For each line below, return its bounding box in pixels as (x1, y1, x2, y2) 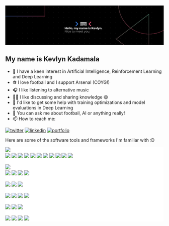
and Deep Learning (12, 73, 53, 79)
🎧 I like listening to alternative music (12, 86, 89, 93)
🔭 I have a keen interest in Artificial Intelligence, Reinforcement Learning (12, 68, 162, 74)
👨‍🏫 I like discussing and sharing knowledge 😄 (12, 94, 109, 100)
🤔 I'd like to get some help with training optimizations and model (12, 99, 145, 105)
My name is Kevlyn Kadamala (5, 55, 100, 63)
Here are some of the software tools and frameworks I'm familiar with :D (5, 137, 155, 143)
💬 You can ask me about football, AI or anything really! (12, 110, 125, 116)
